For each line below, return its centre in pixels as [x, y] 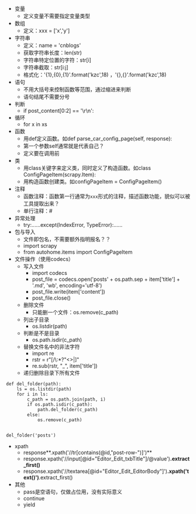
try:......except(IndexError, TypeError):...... [73, 225]
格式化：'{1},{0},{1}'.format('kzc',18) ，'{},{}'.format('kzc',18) [95, 75]
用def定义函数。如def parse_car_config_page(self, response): [98, 139]
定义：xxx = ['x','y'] [47, 31]
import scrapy [40, 246]
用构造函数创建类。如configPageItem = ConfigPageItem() [92, 182]
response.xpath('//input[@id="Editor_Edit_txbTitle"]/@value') [97, 459]
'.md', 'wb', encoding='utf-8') [67, 285]
